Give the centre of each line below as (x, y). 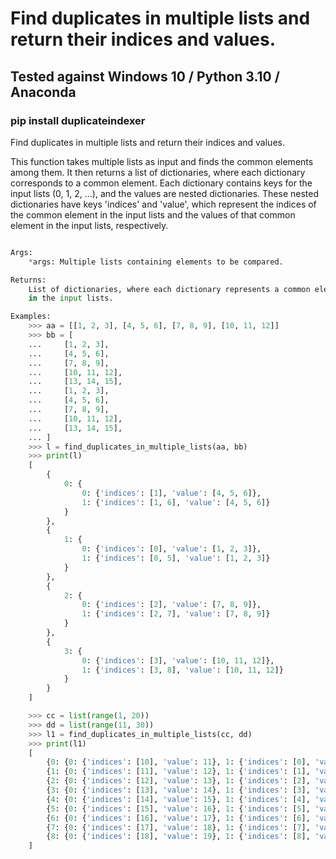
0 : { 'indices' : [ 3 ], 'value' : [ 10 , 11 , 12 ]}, (178, 660)
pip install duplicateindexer (78, 120)
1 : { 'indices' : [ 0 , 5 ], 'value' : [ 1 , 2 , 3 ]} (176, 558)
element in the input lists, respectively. (89, 225)
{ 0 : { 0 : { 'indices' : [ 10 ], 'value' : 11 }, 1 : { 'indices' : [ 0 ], (178, 762)
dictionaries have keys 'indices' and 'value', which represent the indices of (163, 204)
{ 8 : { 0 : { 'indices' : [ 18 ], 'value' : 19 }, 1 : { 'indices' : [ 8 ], (178, 837)
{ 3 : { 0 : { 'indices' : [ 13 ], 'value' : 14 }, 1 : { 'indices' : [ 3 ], (178, 790)
